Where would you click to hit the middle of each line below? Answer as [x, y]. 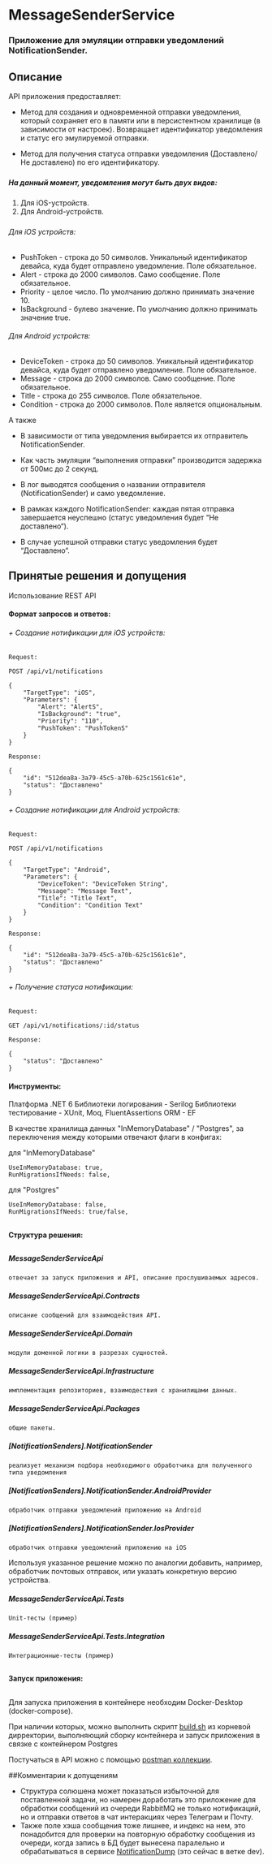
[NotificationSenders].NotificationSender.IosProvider [101, 1528]
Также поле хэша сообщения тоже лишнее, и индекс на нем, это [133, 1825]
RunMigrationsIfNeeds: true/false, [69, 1212]
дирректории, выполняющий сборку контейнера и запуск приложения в [134, 1735]
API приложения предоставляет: [65, 96]
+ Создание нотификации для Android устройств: [94, 810]
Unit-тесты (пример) [43, 1618]
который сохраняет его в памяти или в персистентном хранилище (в [140, 120]
